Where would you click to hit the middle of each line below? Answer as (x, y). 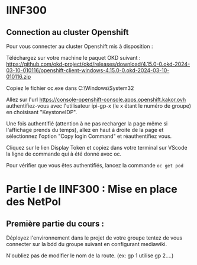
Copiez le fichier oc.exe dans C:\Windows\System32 (70, 88)
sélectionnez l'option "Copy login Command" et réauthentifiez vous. (89, 136)
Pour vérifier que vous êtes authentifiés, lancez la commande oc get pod (95, 165)
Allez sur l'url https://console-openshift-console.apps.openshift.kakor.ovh (96, 99)
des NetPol (33, 202)
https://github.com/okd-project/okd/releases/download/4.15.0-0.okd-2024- (98, 64)
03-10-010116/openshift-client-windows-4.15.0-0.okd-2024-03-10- (88, 70)
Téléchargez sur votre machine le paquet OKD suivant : (73, 58)
